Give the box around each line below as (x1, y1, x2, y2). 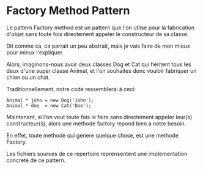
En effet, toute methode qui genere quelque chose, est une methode (6, 131, 179, 139)
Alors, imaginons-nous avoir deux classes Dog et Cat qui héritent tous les (6, 61, 191, 68)
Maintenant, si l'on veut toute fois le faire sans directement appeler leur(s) (6, 113, 193, 120)
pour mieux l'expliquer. (6, 48, 64, 56)
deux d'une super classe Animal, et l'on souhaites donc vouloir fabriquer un (6, 67, 197, 74)
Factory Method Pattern (6, 4, 130, 18)
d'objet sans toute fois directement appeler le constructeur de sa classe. (6, 30, 189, 37)
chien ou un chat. (6, 73, 50, 81)
